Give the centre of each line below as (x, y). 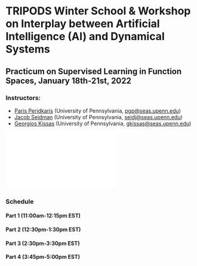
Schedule (20, 201)
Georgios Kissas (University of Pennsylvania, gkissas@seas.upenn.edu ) (103, 123)
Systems (28, 49)
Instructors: (23, 98)
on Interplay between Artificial (83, 24)
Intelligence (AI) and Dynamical (85, 37)
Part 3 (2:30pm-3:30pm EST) (43, 243)
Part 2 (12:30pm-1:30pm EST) (43, 229)
